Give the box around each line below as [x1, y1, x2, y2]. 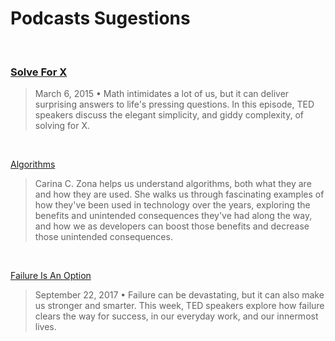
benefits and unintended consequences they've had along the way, [34, 210, 313, 222]
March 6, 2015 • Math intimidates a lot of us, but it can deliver [34, 88, 290, 100]
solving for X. [34, 120, 91, 132]
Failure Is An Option [10, 270, 92, 282]
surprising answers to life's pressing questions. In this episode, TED [34, 98, 315, 111]
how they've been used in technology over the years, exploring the [34, 199, 311, 211]
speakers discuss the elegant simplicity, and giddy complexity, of [34, 109, 304, 121]
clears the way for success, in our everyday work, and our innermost [34, 310, 319, 322]
